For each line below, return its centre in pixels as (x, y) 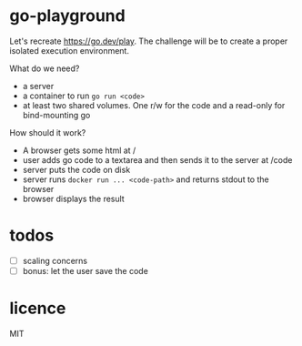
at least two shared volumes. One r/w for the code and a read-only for (154, 105)
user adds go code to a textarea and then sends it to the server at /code (157, 159)
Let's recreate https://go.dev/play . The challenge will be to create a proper (149, 41)
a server (38, 86)
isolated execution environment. (70, 50)
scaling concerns (55, 260)
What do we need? (45, 68)
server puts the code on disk (76, 169)
